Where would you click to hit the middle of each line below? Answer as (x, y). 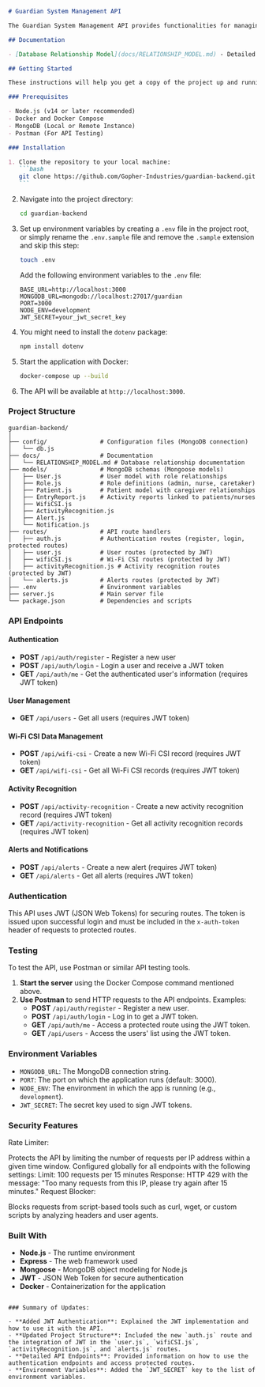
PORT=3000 (36, 303)
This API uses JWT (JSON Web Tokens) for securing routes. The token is (127, 913)
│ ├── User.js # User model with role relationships (118, 476)
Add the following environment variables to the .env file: (110, 275)
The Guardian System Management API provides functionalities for (119, 25)
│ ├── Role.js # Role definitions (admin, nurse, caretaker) (132, 483)
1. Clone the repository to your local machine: (90, 162)
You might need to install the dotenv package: (93, 331)
